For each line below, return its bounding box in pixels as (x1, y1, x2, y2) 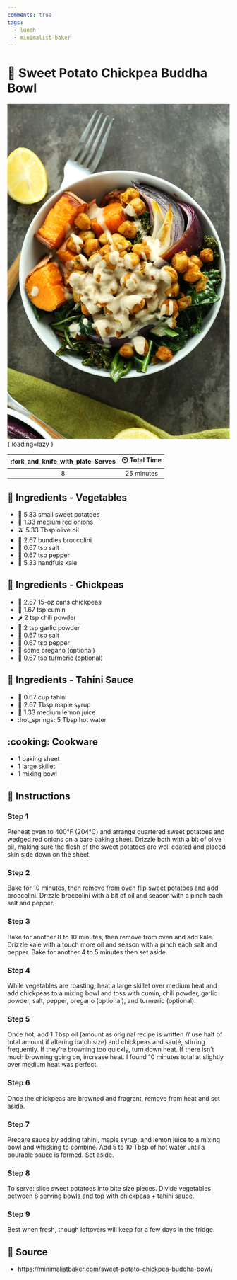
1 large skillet (17, 762, 56, 771)
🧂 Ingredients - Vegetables (7, 491, 127, 503)
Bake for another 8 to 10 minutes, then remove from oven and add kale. (7, 932, 214, 941)
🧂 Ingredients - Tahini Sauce (7, 674, 134, 686)
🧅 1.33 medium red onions (17, 518, 94, 526)
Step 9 (7, 1209, 30, 1219)
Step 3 (7, 917, 30, 927)
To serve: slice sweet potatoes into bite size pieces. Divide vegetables (7, 1184, 212, 1193)
